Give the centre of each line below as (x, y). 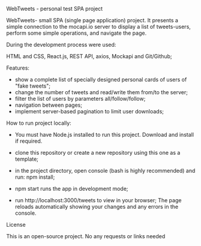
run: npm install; (35, 177)
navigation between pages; (49, 105)
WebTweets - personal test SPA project (55, 9)
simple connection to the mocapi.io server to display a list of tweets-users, (98, 27)
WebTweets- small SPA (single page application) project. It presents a (92, 20)
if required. (28, 141)
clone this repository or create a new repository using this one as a (97, 153)
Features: (18, 68)
